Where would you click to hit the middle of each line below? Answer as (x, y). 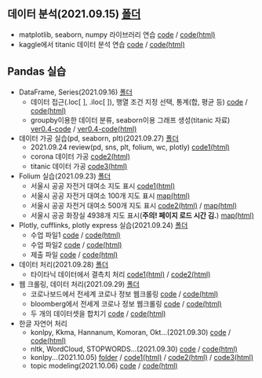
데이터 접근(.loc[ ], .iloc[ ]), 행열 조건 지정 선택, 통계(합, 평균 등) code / (139, 101)
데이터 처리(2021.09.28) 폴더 (64, 264)
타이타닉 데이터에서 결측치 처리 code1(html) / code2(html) (120, 274)
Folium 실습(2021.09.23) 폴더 (65, 176)
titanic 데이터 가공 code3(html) (79, 166)
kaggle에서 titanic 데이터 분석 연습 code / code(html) (102, 44)
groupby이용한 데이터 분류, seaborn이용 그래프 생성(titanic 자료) (130, 119)
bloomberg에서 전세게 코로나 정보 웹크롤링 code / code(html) (126, 303)
